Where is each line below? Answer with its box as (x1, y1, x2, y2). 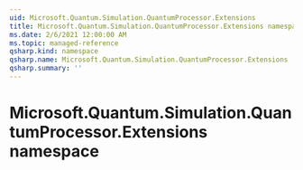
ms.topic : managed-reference (9, 38, 119, 48)
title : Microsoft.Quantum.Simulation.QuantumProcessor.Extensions (9, 22, 264, 31)
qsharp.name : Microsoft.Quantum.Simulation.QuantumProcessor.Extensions (9, 55, 289, 64)
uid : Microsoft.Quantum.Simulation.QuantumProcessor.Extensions (9, 13, 256, 23)
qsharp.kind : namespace (9, 47, 99, 56)
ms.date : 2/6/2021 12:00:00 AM (9, 30, 127, 39)
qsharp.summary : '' (9, 64, 83, 73)
